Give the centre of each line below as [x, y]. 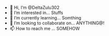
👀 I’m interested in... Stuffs [36, 13]
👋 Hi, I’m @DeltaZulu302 [35, 8]
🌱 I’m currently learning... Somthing [45, 18]
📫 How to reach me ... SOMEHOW [45, 28]
